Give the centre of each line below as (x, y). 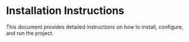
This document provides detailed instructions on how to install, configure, (95, 27)
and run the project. (30, 33)
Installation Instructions (65, 11)
